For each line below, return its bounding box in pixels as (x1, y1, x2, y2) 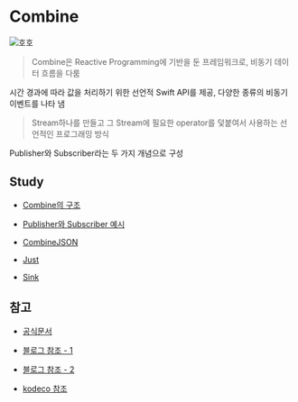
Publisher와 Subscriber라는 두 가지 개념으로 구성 (9, 147, 183, 159)
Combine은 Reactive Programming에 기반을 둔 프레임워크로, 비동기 (31, 56, 273, 67)
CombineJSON (22, 236, 79, 247)
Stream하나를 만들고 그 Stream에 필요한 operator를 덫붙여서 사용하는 (31, 117, 278, 128)
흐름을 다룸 (41, 68, 80, 78)
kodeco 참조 (22, 383, 68, 394)
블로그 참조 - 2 (22, 363, 75, 375)
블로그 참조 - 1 (22, 344, 74, 355)
